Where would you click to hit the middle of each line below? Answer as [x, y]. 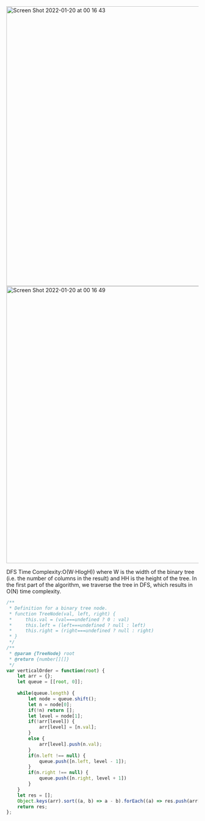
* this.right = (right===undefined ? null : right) [81, 631]
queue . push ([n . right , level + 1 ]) [83, 778]
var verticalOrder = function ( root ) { [56, 670]
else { [37, 739]
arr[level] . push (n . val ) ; [70, 744]
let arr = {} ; [35, 676]
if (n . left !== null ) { [57, 756]
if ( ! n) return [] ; [52, 710]
